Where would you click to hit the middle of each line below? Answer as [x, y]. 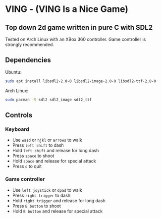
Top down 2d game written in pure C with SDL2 [79, 27]
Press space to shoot [33, 156]
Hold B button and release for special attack [57, 211]
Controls [19, 115]
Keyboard [17, 129]
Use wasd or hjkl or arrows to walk [47, 140]
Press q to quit [27, 166]
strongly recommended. [30, 45]
